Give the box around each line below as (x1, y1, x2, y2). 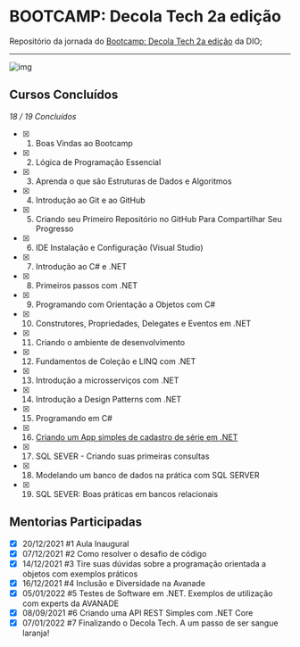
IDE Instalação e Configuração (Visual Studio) (35, 242, 204, 253)
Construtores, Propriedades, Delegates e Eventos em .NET (35, 318, 252, 328)
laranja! (21, 627, 50, 638)
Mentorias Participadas (9, 515, 143, 530)
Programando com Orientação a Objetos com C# (35, 299, 216, 310)
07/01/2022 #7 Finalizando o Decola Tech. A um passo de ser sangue (21, 618, 279, 628)
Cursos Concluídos (9, 87, 119, 103)
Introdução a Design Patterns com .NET (35, 394, 182, 404)
